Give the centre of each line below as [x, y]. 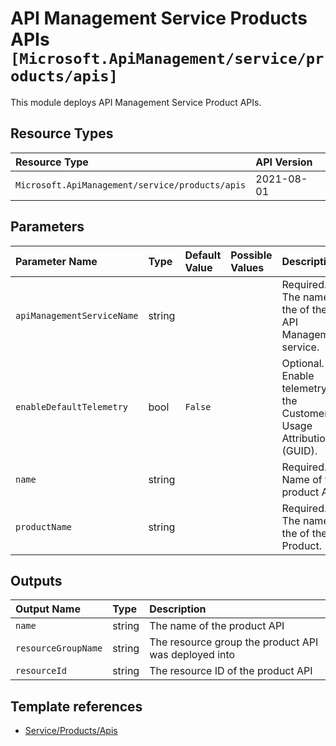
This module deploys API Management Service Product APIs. [136, 102]
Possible [251, 255]
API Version [284, 162]
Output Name [48, 609]
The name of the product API [217, 626]
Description [178, 609]
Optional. [303, 363]
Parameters [47, 227]
